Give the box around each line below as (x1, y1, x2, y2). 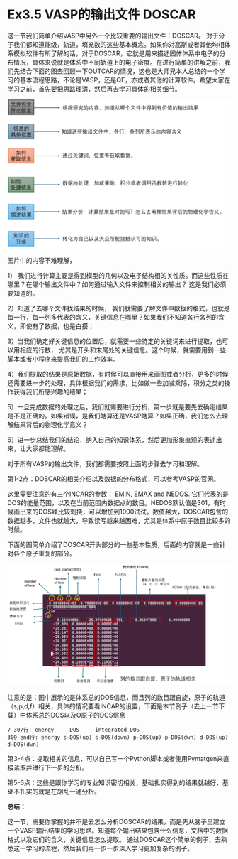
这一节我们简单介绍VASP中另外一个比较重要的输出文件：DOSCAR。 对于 (7, 31, 219, 40)
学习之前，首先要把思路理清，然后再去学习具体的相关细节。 (7, 85, 181, 93)
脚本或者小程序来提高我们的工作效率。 (7, 355, 119, 363)
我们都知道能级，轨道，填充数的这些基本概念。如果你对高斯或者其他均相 (13, 40, 225, 48)
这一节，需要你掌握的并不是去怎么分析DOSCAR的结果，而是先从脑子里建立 (7, 818, 226, 826)
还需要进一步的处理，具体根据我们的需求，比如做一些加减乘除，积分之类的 (7, 378, 225, 387)
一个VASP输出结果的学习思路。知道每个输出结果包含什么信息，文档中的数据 (7, 826, 229, 835)
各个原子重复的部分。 (13, 549, 76, 558)
